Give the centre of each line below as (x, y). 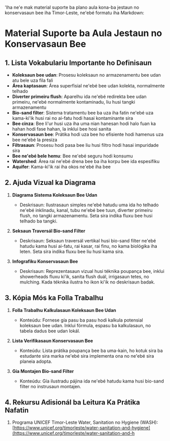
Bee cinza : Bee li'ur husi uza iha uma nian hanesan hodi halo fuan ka (84, 123)
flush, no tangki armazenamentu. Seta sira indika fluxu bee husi (86, 215)
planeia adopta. (36, 361)
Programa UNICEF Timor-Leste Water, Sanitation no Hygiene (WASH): (85, 422)
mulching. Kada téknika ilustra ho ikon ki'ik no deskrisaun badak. (87, 282)
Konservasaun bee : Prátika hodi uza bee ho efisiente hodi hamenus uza (88, 134)
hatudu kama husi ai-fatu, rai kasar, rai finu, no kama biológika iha (89, 246)
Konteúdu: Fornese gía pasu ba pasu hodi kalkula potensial (81, 320)
